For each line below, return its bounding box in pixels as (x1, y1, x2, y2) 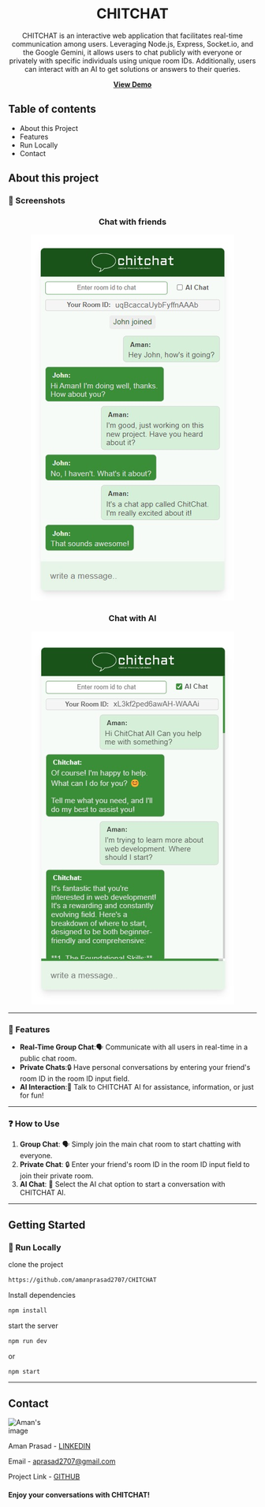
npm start (8, 1367, 41, 1375)
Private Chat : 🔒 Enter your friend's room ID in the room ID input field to (19, 1160, 250, 1169)
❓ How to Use (8, 1118, 60, 1129)
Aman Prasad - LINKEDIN (8, 1442, 91, 1451)
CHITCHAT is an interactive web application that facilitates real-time (22, 31, 243, 40)
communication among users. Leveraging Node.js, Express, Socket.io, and (11, 39, 254, 48)
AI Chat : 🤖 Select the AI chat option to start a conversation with (19, 1180, 226, 1189)
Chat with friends (98, 216, 167, 227)
